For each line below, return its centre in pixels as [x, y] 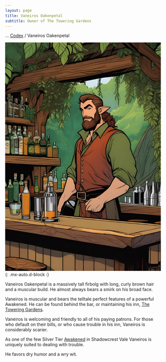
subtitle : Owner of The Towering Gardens [48, 21]
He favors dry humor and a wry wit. [41, 354]
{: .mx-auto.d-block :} [27, 274]
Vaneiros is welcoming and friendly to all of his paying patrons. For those [79, 319]
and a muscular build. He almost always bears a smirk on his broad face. [79, 289]
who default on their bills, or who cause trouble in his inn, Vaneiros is [75, 324]
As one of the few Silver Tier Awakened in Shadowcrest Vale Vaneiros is [78, 339]
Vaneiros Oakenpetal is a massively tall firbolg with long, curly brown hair [80, 284]
